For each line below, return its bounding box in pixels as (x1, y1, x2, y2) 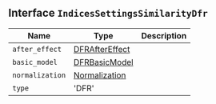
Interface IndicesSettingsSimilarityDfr (8, 6, 208, 20)
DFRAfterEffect (73, 43, 130, 54)
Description (141, 30, 187, 41)
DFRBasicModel (73, 56, 134, 67)
